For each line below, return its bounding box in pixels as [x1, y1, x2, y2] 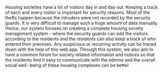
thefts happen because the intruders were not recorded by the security [5, 15, 151, 20]
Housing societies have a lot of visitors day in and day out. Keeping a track [5, 4, 158, 10]
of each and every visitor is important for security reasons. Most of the [5, 9, 150, 15]
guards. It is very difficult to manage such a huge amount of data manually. [5, 20, 159, 26]
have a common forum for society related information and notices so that [5, 52, 155, 58]
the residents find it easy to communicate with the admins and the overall [5, 57, 156, 63]
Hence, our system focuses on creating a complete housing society [5, 25, 144, 31]
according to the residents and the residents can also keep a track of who [5, 36, 157, 42]
